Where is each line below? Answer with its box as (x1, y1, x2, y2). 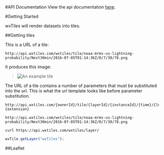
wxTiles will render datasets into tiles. (5, 23, 81, 29)
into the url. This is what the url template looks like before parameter (5, 88, 143, 94)
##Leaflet (5, 145, 25, 151)
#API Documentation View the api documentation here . (5, 4, 116, 10)
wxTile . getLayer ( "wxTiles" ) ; (5, 137, 64, 141)
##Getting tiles (5, 33, 35, 38)
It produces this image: (5, 64, 51, 69)
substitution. (5, 93, 30, 99)
